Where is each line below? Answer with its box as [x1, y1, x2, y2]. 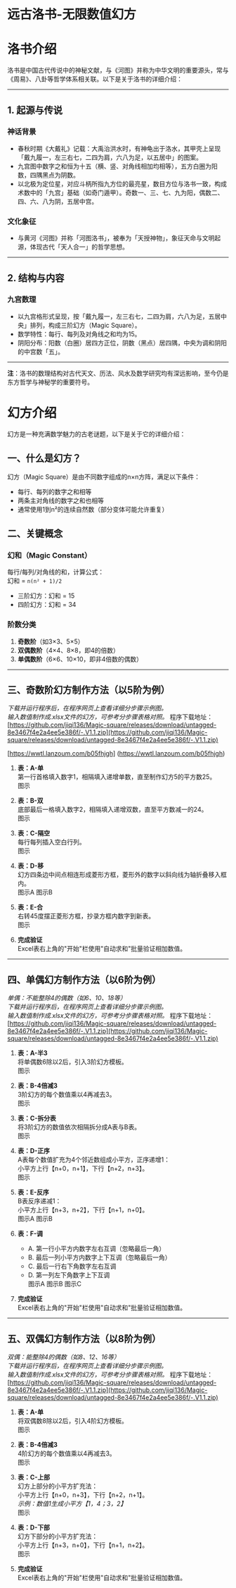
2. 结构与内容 [7, 272, 65, 284]
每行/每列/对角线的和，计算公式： [7, 568, 105, 577]
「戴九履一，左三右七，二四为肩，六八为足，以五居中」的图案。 [17, 153, 202, 161]
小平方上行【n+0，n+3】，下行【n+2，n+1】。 [17, 1490, 149, 1498]
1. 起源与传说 [7, 104, 63, 116]
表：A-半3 [17, 1049, 48, 1057]
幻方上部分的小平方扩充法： [17, 1482, 98, 1490]
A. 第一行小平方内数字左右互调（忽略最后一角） [27, 1245, 166, 1253]
